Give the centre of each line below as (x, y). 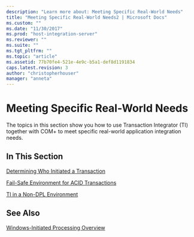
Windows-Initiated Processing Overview (56, 227)
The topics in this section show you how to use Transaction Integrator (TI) (97, 125)
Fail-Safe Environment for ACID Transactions (61, 182)
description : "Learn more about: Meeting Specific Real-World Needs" (95, 12)
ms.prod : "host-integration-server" (52, 34)
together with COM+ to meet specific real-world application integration (94, 131)
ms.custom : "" (24, 23)
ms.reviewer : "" (26, 40)
